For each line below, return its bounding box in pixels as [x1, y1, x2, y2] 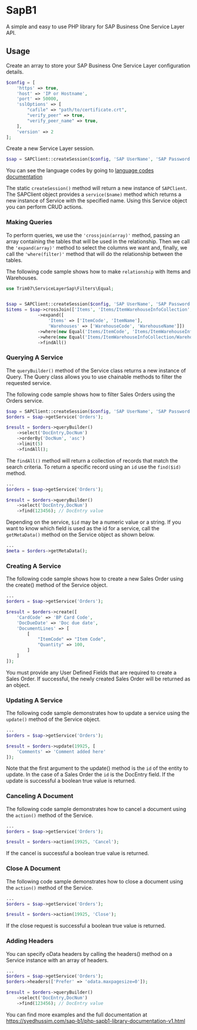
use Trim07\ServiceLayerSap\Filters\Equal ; [6, 285, 114, 291]
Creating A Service [6, 561, 62, 570]
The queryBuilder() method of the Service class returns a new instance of [6, 367, 186, 374]
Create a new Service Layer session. [6, 145, 95, 152]
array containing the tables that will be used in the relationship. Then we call [6, 238, 190, 245]
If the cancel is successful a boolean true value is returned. [6, 850, 150, 857]
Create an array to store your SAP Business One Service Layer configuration [6, 62, 191, 69]
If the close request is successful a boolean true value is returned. [6, 922, 166, 929]
